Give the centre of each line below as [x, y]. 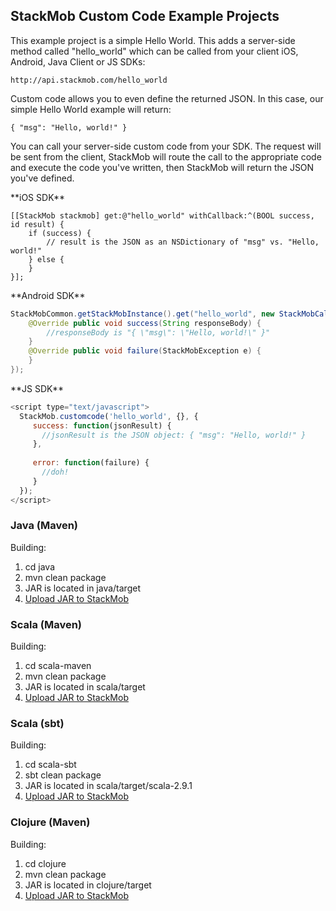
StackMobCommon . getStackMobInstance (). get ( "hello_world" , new [142, 314]
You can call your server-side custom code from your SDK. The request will [166, 146]
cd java [40, 566]
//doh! [55, 472]
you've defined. [42, 178]
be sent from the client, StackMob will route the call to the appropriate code [166, 156]
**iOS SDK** [38, 197]
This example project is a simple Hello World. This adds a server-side [153, 40]
